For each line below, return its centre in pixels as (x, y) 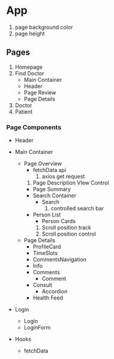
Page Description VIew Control (71, 183)
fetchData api (49, 170)
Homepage (29, 67)
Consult (43, 285)
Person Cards (59, 221)
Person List (47, 215)
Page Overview (43, 164)
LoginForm (37, 328)
